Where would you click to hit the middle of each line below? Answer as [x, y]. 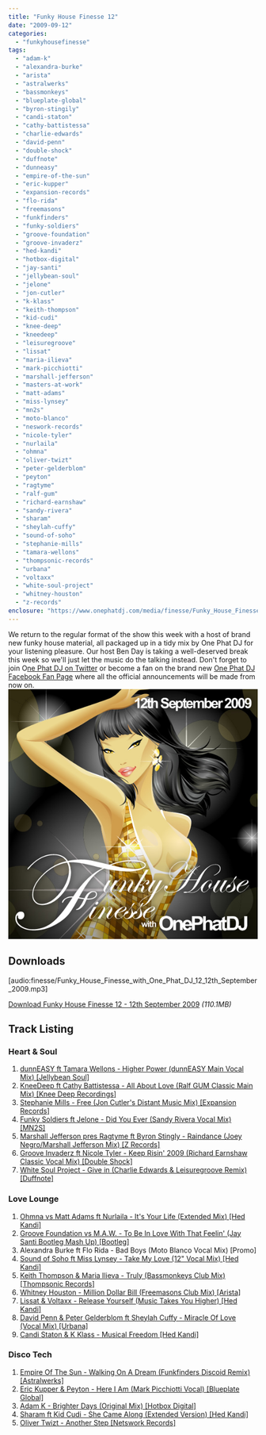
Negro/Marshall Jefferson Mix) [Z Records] [90, 1145]
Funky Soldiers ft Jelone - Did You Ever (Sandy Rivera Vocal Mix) [125, 1119]
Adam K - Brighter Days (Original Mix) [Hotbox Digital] [108, 1406]
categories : [28, 33]
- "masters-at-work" [49, 385]
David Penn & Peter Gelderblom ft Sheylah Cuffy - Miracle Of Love [127, 1318]
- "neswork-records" [49, 427]
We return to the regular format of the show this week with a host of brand [129, 634]
